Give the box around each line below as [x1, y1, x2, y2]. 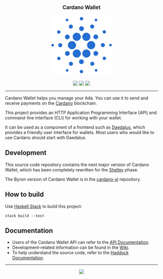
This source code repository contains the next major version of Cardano [5, 162, 149, 167]
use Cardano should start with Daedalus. [5, 135, 86, 140]
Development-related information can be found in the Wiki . [12, 244, 130, 250]
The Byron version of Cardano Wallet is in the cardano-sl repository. [5, 176, 141, 182]
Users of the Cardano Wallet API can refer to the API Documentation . [12, 240, 149, 245]
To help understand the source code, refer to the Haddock [12, 250, 129, 256]
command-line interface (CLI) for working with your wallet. [5, 115, 122, 121]
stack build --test [5, 213, 45, 218]
